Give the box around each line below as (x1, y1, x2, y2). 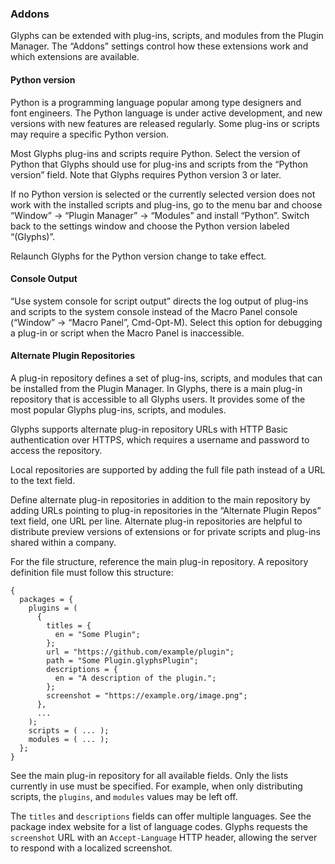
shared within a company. (10, 536, 117, 548)
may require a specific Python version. (10, 128, 170, 140)
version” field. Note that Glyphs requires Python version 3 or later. (10, 168, 282, 181)
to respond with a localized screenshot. (10, 842, 173, 854)
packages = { (19, 594, 74, 604)
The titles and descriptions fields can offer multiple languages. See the (10, 810, 312, 822)
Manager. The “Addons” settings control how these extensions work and (10, 40, 309, 52)
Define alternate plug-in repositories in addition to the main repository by (10, 493, 311, 506)
